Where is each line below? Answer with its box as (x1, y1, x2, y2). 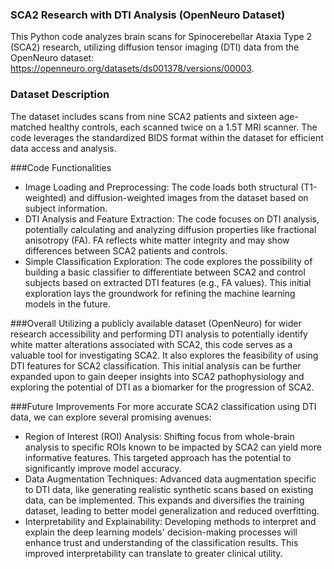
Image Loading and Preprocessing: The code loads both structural (24, 181, 299, 193)
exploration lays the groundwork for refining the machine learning (24, 287, 296, 299)
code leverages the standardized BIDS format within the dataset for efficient (10, 131, 324, 143)
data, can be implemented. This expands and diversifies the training (24, 494, 305, 506)
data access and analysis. (10, 142, 117, 154)
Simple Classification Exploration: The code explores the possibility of (24, 255, 313, 267)
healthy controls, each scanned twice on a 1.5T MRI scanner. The (48, 121, 318, 133)
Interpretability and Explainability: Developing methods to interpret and (24, 515, 317, 527)
